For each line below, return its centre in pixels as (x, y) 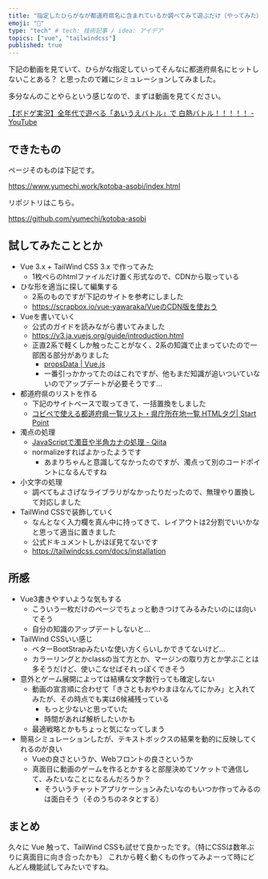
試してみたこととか (56, 246)
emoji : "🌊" (26, 23)
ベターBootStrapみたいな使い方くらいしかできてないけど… (128, 649)
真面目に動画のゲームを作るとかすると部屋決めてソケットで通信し (140, 769)
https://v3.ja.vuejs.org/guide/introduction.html (108, 335)
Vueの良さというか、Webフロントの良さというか (112, 759)
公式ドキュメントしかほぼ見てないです (95, 541)
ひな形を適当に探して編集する (69, 286)
